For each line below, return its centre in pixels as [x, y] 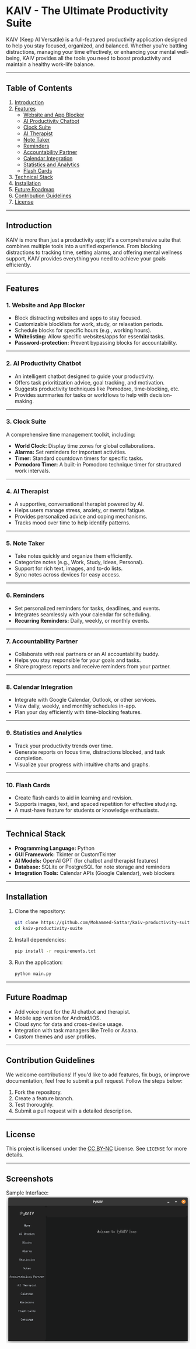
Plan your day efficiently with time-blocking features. [78, 712]
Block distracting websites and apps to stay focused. [78, 318]
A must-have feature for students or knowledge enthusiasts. [87, 810]
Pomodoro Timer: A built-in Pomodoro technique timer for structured [98, 464]
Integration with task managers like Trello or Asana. [76, 1030]
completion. [29, 758]
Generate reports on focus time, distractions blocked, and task [90, 752]
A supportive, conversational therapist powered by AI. [79, 504]
